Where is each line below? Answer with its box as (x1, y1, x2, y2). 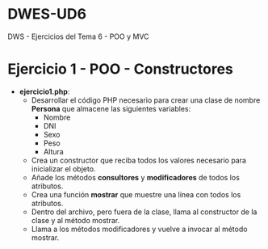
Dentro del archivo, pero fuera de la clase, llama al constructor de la (31, 207, 258, 217)
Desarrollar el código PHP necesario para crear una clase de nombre (31, 95, 261, 105)
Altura (43, 146, 64, 156)
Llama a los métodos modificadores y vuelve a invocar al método (31, 224, 248, 234)
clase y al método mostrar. (31, 215, 120, 225)
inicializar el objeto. (31, 163, 96, 174)
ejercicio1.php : (19, 87, 70, 96)
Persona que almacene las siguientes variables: (31, 103, 191, 113)
